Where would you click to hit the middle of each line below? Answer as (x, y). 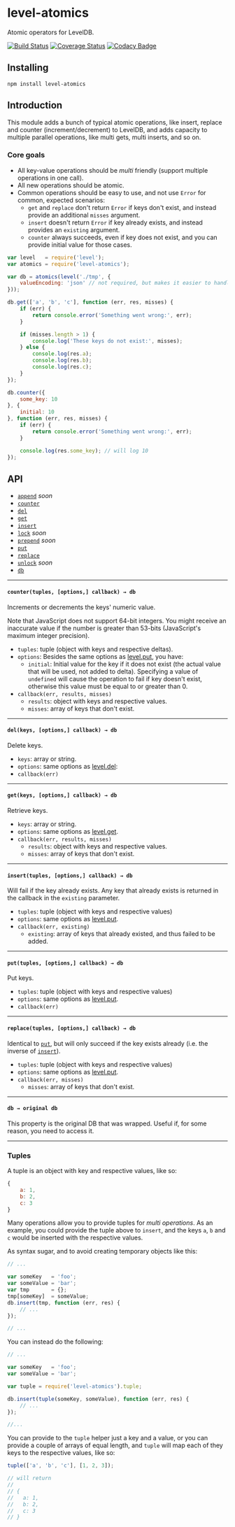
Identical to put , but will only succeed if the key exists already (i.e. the (108, 1043)
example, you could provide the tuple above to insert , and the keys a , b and (116, 1230)
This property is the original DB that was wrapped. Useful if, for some (107, 1123)
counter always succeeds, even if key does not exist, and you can (123, 237)
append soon (35, 496)
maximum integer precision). (48, 635)
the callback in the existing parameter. (64, 898)
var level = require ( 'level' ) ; (56, 257)
